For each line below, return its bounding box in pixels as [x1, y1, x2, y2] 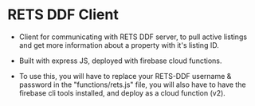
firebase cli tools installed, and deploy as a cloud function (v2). [18, 88, 226, 97]
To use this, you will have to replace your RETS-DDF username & [18, 71, 232, 80]
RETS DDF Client [7, 6, 119, 24]
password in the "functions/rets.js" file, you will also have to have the [18, 80, 246, 89]
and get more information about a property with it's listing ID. [18, 40, 220, 49]
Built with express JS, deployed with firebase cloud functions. [18, 56, 222, 65]
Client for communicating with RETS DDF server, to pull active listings [18, 32, 248, 41]
